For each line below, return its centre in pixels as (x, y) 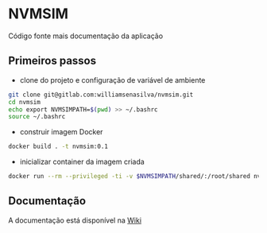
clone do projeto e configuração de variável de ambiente (112, 80)
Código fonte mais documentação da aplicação (86, 36)
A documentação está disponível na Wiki (75, 220)
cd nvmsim (25, 102)
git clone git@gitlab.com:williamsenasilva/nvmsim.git (101, 95)
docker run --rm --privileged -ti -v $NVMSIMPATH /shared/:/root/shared (129, 177)
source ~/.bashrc (37, 117)
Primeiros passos (52, 61)
